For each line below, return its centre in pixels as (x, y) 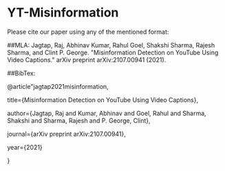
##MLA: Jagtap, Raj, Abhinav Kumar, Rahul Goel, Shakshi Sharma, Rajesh (111, 45)
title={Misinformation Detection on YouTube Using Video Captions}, (103, 100)
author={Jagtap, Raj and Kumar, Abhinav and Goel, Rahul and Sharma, (107, 113)
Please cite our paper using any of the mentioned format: (88, 32)
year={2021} (25, 147)
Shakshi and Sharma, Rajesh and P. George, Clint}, (79, 120)
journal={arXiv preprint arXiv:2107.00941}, (66, 134)
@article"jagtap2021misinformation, (58, 86)
